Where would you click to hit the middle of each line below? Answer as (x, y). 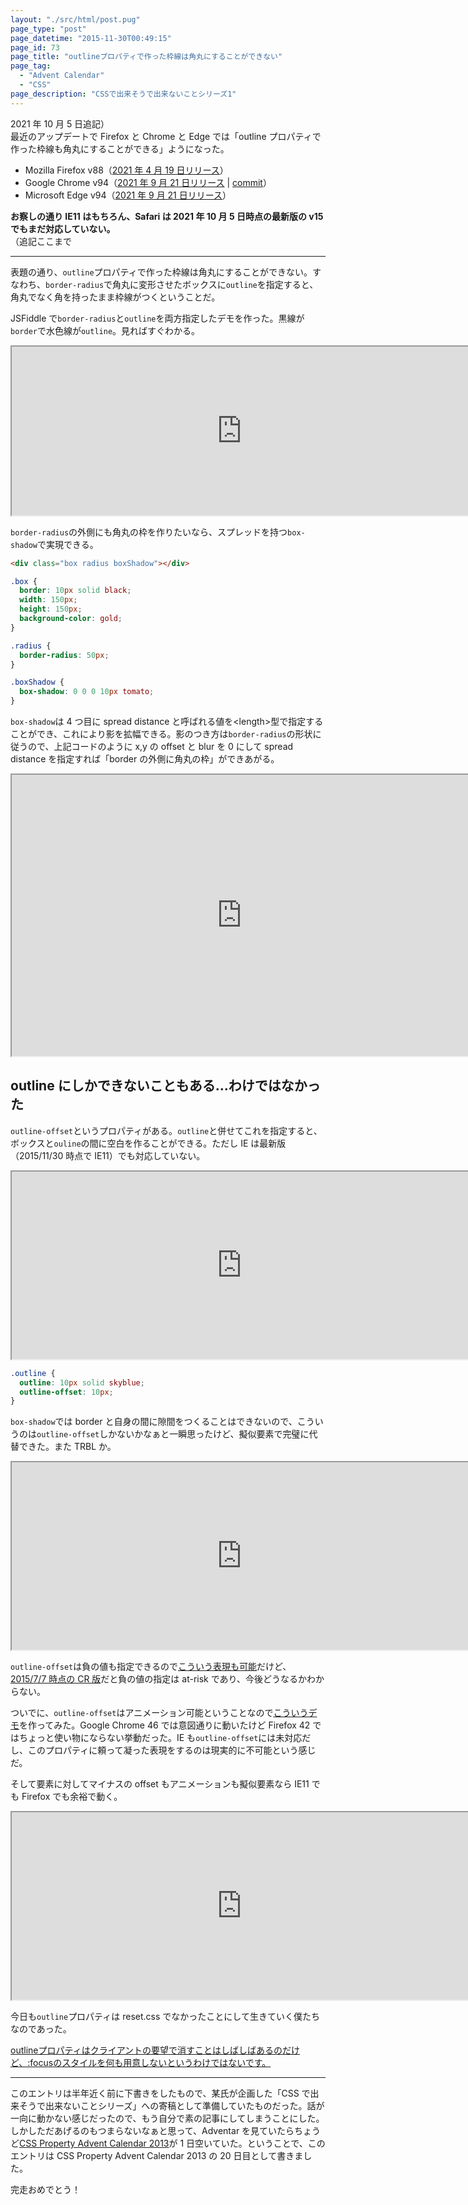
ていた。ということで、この (268, 2143)
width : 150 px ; (48, 600)
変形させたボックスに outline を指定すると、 (228, 284)
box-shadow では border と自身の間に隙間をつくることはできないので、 (154, 1422)
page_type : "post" (48, 29)
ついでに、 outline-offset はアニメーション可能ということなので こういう (159, 1713)
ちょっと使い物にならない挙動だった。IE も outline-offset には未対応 (160, 1738)
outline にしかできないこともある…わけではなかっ (165, 1086)
